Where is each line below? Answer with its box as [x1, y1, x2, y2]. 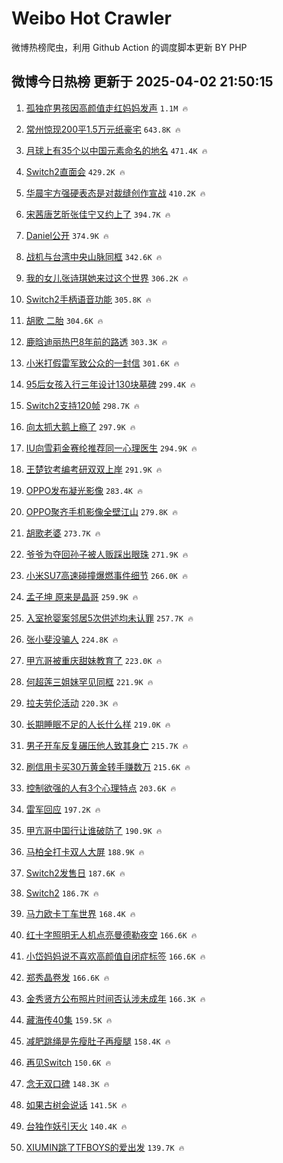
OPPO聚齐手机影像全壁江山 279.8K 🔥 [25, 505, 178, 517]
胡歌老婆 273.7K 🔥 [25, 527, 101, 539]
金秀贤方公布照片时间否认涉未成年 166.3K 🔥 [25, 992, 206, 1004]
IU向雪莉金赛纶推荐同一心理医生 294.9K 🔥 [25, 442, 198, 454]
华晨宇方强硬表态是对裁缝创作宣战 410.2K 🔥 [25, 187, 206, 199]
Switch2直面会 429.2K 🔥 [25, 165, 126, 177]
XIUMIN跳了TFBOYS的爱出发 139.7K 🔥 [25, 1141, 185, 1153]
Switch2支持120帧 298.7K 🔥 [25, 399, 140, 411]
